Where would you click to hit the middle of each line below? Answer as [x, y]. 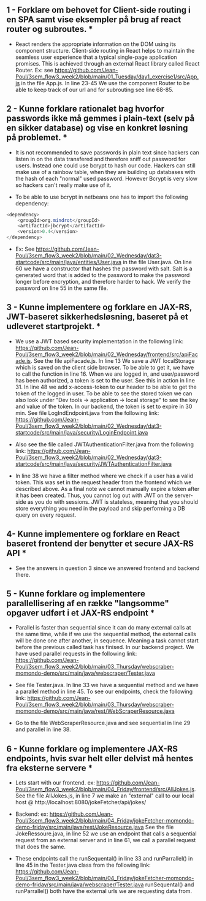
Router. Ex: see [34, 70]
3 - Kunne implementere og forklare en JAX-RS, [99, 307]
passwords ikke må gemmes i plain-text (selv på [101, 119]
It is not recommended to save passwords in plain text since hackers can [107, 152]
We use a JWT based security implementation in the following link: [99, 341]
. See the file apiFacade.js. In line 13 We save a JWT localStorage [113, 360]
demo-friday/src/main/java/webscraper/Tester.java [79, 884]
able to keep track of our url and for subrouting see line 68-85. [94, 89]
